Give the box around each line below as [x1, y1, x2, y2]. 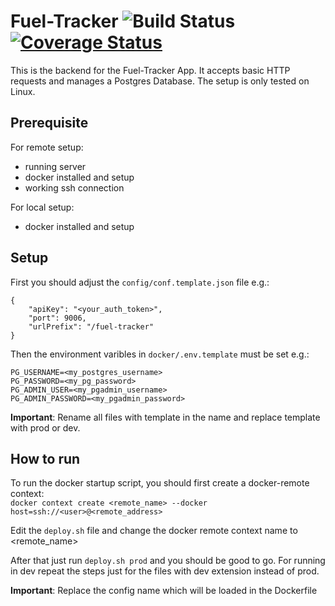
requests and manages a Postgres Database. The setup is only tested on [10, 75, 310, 87]
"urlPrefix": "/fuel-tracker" [28, 321, 155, 332]
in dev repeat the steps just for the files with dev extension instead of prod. [10, 565, 320, 577]
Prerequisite [10, 115, 89, 132]
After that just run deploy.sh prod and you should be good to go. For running [10, 555, 326, 567]
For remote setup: [10, 141, 84, 153]
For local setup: [10, 201, 75, 213]
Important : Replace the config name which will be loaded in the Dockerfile [10, 585, 318, 597]
